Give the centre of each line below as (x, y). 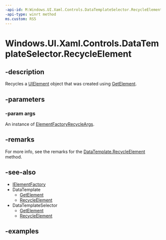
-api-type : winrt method (31, 14)
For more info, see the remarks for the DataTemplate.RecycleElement (75, 152)
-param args (20, 113)
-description (25, 72)
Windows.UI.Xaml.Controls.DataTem (82, 43)
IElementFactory (29, 184)
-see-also (21, 173)
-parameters (25, 99)
